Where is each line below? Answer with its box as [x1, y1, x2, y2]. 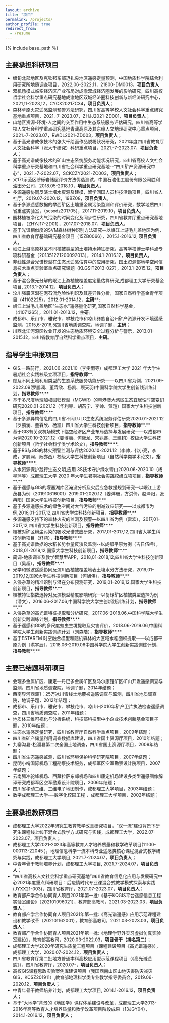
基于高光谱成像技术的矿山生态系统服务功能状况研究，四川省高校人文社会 [12, 157, 163, 163]
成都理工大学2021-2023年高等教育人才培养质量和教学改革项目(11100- [12, 842, 156, 848]
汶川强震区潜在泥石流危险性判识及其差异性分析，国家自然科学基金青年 [12, 290, 159, 296]
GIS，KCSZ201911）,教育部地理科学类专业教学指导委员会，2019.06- [12, 974, 154, 981]
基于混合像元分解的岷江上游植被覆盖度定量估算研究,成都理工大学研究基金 [12, 277, 164, 283]
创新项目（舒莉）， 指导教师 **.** [17, 535, 82, 541]
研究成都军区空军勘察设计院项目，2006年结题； [17, 780, 117, 786]
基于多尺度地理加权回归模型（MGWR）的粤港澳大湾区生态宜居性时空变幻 [12, 397, 164, 403]
